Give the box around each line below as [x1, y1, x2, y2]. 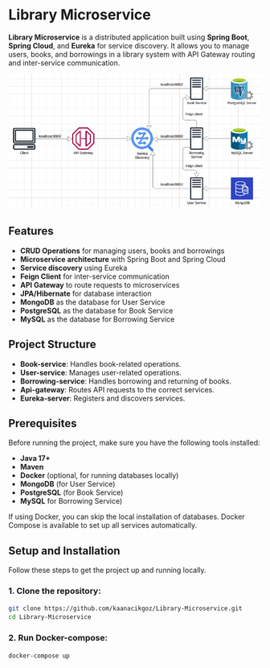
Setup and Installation [8, 544, 121, 558]
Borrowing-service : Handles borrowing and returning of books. [19, 376, 231, 386]
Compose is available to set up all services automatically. [8, 521, 198, 530]
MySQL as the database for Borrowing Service [19, 314, 175, 324]
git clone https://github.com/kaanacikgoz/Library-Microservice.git [8, 604, 243, 613]
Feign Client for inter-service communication [19, 272, 170, 281]
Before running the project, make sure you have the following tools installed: [8, 438, 260, 448]
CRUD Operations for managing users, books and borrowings [19, 246, 225, 255]
